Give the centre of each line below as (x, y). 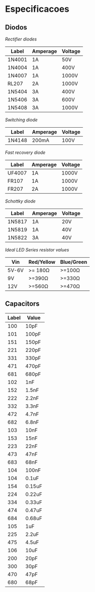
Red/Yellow (42, 262)
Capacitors (23, 304)
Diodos (16, 27)
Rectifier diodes (21, 39)
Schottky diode (20, 201)
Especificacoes (37, 9)
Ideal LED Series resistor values (37, 250)
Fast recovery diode (25, 152)
